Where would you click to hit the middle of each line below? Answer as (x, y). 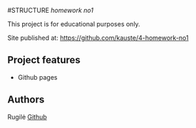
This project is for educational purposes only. (74, 24)
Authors (26, 100)
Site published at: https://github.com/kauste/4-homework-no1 (98, 38)
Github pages (37, 77)
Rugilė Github (27, 117)
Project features (44, 60)
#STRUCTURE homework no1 (51, 10)
